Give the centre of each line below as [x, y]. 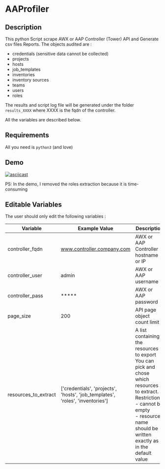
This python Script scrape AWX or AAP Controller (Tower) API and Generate [82, 39]
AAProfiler [27, 9]
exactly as [147, 441]
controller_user [25, 275]
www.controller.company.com [96, 249]
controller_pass [25, 296]
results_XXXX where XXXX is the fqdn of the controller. [60, 110]
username [147, 282]
